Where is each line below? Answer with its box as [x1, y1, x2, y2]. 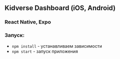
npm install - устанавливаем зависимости [11, 43, 102, 49]
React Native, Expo [4, 19, 51, 26]
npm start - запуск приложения [11, 48, 79, 54]
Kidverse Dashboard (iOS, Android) [4, 4, 116, 12]
